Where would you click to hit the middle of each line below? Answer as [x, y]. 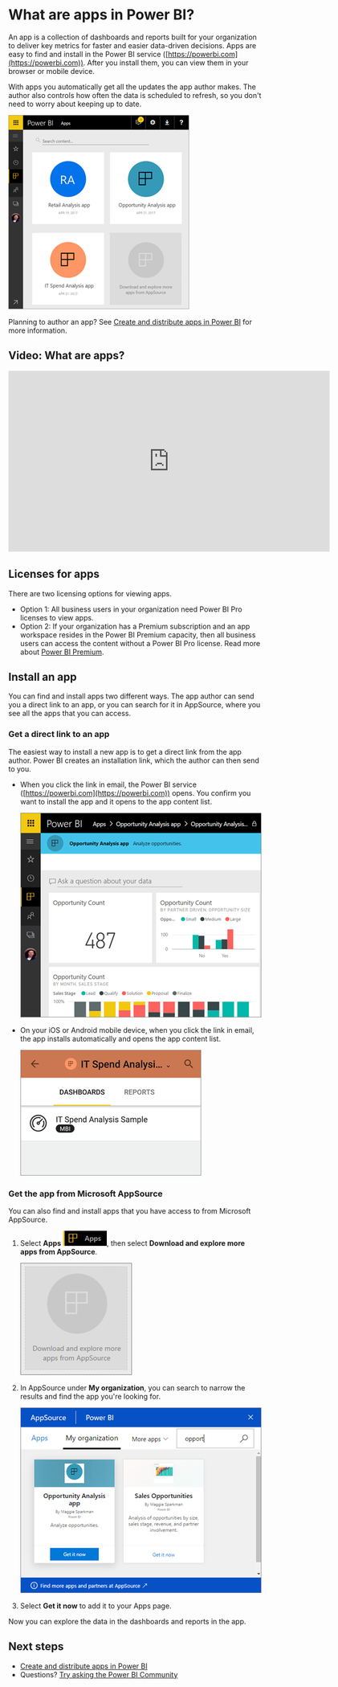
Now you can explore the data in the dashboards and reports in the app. [127, 1621]
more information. [38, 330]
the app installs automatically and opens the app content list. [120, 1038]
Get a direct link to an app [59, 735]
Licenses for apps [54, 574]
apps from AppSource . [59, 1251]
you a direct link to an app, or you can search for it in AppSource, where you [134, 705]
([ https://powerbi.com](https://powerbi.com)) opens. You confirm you [135, 792]
